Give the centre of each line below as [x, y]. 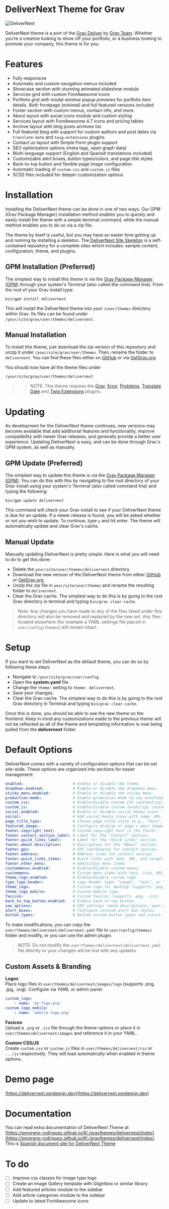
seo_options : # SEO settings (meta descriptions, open [83, 906]
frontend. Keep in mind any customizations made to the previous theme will [83, 719]
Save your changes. [33, 693]
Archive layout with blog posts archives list [57, 126]
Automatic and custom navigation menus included [64, 83]
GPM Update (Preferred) [44, 463]
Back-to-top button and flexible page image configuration [72, 164]
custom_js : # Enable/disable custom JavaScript [77, 807]
